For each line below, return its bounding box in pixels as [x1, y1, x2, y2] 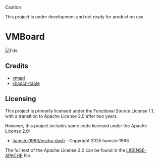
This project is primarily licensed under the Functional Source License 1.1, [5, 108, 155, 113]
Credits [5, 62, 29, 70]
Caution [5, 4, 21, 10]
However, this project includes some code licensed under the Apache [5, 122, 147, 128]
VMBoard [5, 31, 45, 43]
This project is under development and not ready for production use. [5, 14, 145, 19]
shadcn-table [12, 80, 40, 86]
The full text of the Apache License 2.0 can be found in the [5, 147, 125, 153]
